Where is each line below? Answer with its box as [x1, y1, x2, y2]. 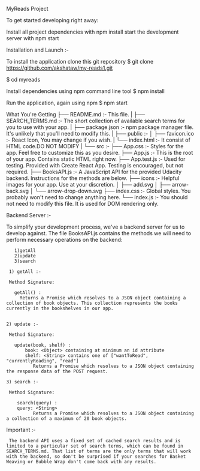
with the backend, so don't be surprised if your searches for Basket [6, 454, 186, 460]
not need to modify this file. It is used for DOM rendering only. [6, 200, 159, 207]
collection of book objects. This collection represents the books [6, 300, 178, 306]
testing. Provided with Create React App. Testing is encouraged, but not [6, 162, 184, 169]
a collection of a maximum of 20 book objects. [6, 416, 128, 422]
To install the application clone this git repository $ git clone [6, 58, 154, 65]
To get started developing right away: [6, 17, 99, 23]
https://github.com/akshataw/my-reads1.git [6, 64, 113, 71]
